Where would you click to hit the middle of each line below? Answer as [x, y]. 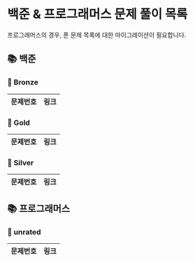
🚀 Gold [19, 123]
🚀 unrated [24, 232]
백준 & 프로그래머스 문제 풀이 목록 [97, 14]
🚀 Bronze [23, 82]
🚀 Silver [21, 162]
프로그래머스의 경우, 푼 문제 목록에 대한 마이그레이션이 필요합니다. [97, 35]
